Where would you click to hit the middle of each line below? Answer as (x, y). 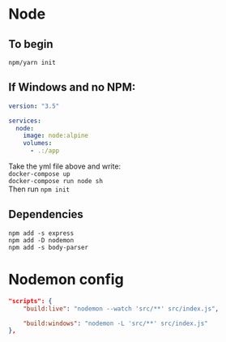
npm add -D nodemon (41, 240)
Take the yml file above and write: (65, 166)
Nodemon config (66, 280)
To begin (31, 44)
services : (25, 121)
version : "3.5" (34, 106)
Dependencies (46, 214)
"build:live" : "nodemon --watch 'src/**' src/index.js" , (121, 309)
